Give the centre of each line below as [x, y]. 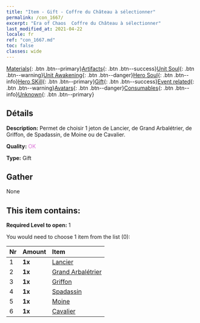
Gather [20, 177]
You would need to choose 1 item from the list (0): [68, 237]
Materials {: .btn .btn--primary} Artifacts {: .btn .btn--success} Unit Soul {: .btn [101, 68]
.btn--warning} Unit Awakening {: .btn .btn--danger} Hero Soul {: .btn [90, 75]
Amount [34, 252]
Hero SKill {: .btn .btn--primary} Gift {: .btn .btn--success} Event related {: [106, 81]
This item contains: [43, 211]
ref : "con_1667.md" [31, 40]
